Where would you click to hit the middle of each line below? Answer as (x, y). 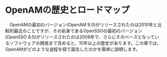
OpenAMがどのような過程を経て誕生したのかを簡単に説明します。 (73, 49)
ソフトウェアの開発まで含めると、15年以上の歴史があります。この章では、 (85, 43)
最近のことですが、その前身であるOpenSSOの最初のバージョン (78, 30)
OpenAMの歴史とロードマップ (68, 10)
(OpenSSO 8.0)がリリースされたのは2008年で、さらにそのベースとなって (80, 37)
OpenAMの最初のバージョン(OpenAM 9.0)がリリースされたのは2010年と (83, 25)
